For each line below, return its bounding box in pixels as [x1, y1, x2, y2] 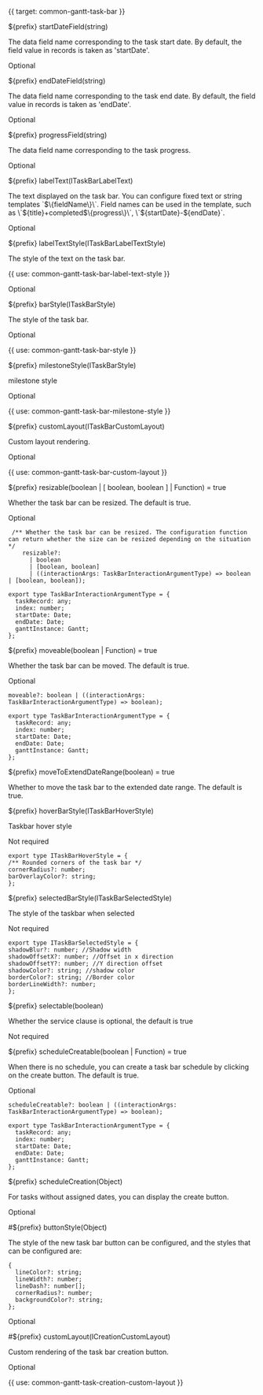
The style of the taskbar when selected [8, 909, 135, 918]
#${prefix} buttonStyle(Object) [8, 1222, 108, 1232]
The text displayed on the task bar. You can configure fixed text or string [8, 191, 243, 200]
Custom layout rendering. [8, 437, 90, 446]
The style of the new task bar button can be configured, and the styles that [8, 1238, 251, 1247]
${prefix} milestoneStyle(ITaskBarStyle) [8, 361, 137, 369]
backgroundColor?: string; [15, 1296, 104, 1304]
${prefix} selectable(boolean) [8, 1001, 104, 1011]
